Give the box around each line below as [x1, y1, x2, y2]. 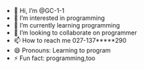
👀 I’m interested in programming [13, 14, 105, 22]
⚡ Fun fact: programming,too [13, 54, 96, 62]
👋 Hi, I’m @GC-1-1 [13, 7, 65, 14]
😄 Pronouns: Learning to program [13, 46, 112, 55]
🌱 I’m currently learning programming [13, 21, 121, 29]
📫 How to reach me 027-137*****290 [13, 37, 127, 44]
